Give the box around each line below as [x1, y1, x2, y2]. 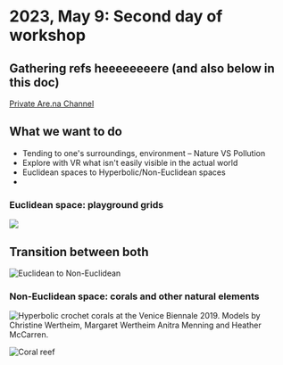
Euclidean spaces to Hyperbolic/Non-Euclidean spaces [21, 167, 226, 178]
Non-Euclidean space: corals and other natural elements [9, 290, 260, 303]
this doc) [9, 74, 60, 90]
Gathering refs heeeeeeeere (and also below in [9, 61, 275, 76]
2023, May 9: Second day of [9, 6, 223, 27]
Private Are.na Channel [9, 98, 95, 109]
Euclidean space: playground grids [9, 198, 163, 211]
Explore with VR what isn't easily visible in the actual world [21, 157, 238, 168]
